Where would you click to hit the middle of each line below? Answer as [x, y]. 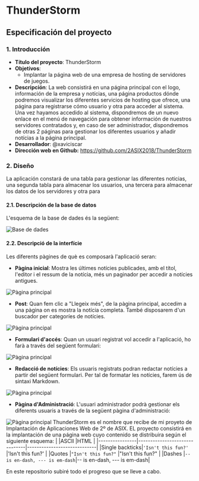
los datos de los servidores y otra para [53, 191]
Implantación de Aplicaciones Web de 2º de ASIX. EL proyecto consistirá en [99, 428]
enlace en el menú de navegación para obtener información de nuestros [103, 119]
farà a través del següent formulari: [58, 346]
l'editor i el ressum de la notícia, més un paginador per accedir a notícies [104, 274]
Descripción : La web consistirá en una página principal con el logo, [97, 87]
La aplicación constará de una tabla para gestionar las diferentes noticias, [97, 179]
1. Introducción [28, 49]
